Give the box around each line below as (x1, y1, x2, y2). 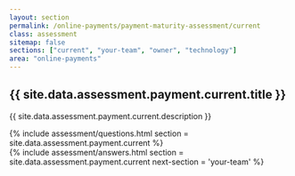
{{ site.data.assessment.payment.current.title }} (9, 87, 287, 102)
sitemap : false (9, 37, 66, 47)
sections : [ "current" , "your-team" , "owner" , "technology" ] (9, 46, 238, 55)
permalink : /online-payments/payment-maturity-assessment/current (9, 21, 261, 30)
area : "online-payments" (9, 54, 102, 63)
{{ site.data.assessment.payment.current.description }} (9, 110, 212, 121)
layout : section (9, 12, 70, 22)
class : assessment (9, 29, 78, 38)
